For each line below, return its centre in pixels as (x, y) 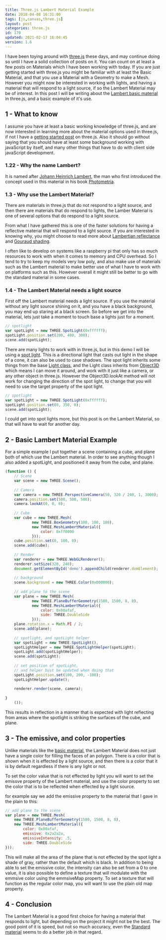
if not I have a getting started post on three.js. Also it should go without (78, 137)
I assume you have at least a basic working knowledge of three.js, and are (81, 126)
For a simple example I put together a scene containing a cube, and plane (80, 452)
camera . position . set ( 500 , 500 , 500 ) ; (53, 499)
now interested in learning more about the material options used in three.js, (82, 131)
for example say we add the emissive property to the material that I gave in (81, 796)
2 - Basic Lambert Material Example (61, 440)
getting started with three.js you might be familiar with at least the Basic (78, 72)
